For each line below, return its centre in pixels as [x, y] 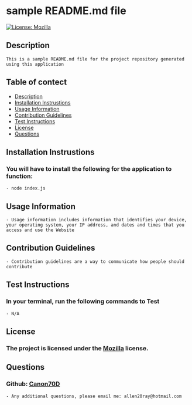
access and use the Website [40, 230]
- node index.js [26, 188]
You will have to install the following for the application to [89, 168]
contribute [19, 266]
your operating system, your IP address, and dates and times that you [95, 225]
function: [20, 176]
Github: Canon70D [33, 384]
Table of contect [37, 82]
